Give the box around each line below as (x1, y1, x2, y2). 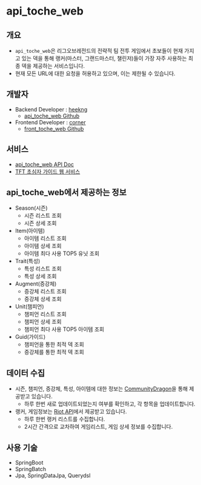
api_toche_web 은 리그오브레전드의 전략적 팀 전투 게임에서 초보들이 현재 (15, 47, 183, 54)
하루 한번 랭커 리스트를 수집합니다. (24, 415, 105, 423)
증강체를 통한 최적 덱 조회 (24, 349, 85, 356)
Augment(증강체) (15, 280, 57, 287)
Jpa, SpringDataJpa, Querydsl (15, 472, 91, 480)
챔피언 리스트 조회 (24, 310, 67, 318)
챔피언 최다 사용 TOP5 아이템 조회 (24, 326, 105, 333)
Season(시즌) (15, 204, 48, 212)
